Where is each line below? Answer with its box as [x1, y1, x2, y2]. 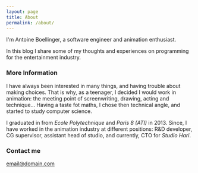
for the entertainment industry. [6, 54, 81, 61]
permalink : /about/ [6, 20, 55, 26]
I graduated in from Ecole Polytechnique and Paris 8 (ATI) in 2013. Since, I [6, 119, 187, 126]
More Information [6, 69, 58, 77]
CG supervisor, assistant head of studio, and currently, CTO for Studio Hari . [6, 131, 191, 139]
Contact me [6, 146, 41, 155]
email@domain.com [6, 160, 55, 167]
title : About [6, 14, 39, 20]
